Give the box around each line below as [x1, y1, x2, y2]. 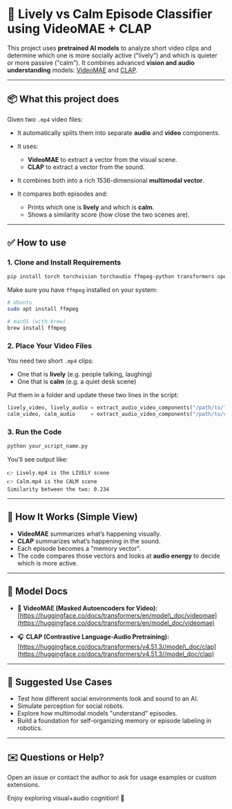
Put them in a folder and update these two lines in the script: [7, 391, 179, 399]
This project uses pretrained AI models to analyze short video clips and [7, 44, 212, 52]
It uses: [17, 142, 39, 150]
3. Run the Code [7, 427, 62, 437]
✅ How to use [7, 237, 67, 248]
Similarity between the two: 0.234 [7, 486, 110, 493]
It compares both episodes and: [17, 190, 108, 198]
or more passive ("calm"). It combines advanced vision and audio [7, 58, 195, 66]
